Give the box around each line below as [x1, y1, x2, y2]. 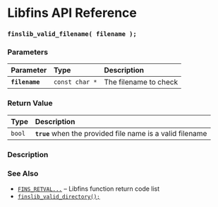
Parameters [7, 47, 48, 57]
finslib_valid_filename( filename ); [7, 30, 138, 38]
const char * [53, 78, 97, 86]
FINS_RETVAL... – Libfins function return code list [17, 184, 160, 193]
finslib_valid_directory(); [17, 193, 100, 200]
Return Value [7, 99, 53, 108]
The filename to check [104, 77, 178, 87]
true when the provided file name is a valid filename [35, 128, 207, 138]
